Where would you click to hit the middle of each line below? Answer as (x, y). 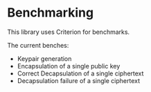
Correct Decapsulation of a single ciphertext (80, 73)
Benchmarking (51, 13)
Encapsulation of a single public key (69, 66)
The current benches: (38, 45)
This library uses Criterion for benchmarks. (69, 32)
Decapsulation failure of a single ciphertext (79, 80)
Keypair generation (44, 58)
